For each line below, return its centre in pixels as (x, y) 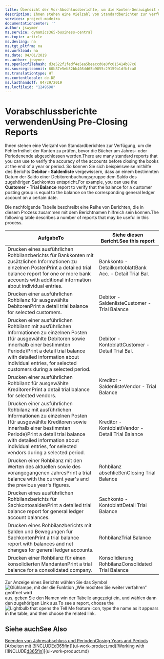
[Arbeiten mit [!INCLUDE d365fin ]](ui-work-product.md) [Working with (75, 646)
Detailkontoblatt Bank (123, 268)
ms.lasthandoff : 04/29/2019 (34, 82)
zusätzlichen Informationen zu (42, 262)
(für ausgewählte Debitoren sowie (46, 339)
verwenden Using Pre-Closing (66, 122)
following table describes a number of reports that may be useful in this (77, 218)
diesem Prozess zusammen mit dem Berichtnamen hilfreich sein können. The (82, 212)
